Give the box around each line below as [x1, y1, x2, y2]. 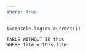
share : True [6, 9, 37, 15]
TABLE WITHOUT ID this [6, 36, 64, 43]
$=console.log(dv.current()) [6, 26, 81, 32]
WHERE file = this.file [6, 41, 68, 48]
